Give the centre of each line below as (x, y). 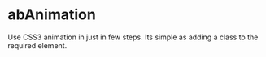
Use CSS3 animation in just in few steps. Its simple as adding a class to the (133, 37)
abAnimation (52, 15)
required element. (37, 45)
